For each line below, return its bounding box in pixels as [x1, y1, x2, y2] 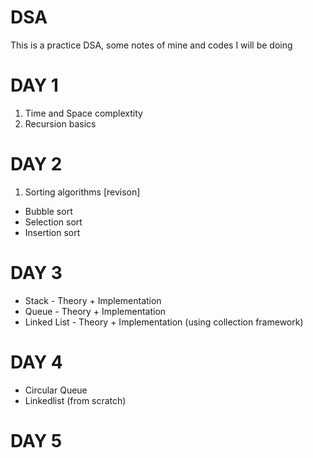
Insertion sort [24, 226, 81, 238]
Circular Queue [24, 384, 88, 396]
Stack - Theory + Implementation [24, 294, 162, 306]
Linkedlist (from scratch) [24, 394, 127, 406]
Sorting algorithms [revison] [24, 186, 141, 198]
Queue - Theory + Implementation [24, 305, 167, 317]
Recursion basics [24, 117, 97, 130]
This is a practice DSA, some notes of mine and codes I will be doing [10, 39, 293, 51]
